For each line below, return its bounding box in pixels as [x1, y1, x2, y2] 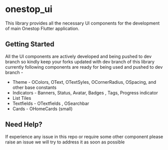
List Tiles [12, 95, 32, 101]
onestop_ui [5, 4, 53, 15]
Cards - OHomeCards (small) [12, 105, 73, 111]
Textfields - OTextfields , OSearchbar [12, 100, 89, 106]
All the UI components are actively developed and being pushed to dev [5, 53, 152, 59]
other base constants [12, 84, 57, 90]
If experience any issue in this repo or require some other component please [5, 133, 163, 139]
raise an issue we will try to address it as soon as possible [5, 139, 125, 145]
